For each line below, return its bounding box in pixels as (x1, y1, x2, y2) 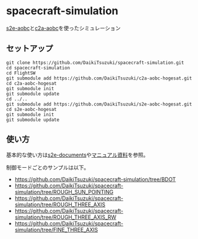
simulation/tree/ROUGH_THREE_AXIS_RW (14, 213, 117, 221)
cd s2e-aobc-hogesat (6, 106, 58, 112)
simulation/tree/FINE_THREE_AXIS (14, 226, 98, 233)
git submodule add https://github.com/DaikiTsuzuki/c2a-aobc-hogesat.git (6, 75, 193, 81)
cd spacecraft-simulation (6, 65, 70, 71)
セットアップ (6, 43, 53, 54)
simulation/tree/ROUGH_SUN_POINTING (14, 188, 114, 195)
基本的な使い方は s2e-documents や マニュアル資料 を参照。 (6, 151, 149, 158)
